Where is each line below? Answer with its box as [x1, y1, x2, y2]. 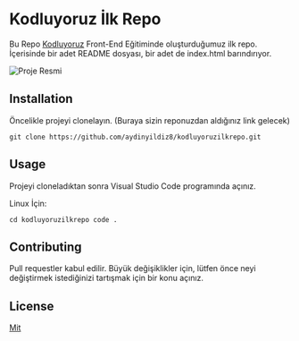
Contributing [9, 239, 82, 254]
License [9, 298, 54, 313]
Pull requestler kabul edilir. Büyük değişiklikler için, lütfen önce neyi [9, 263, 256, 274]
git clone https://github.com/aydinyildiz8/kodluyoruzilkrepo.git [9, 132, 262, 141]
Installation [9, 91, 73, 107]
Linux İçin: [9, 198, 47, 209]
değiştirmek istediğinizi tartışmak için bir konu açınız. [9, 273, 203, 284]
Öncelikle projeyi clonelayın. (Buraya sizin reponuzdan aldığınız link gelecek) [9, 115, 290, 125]
